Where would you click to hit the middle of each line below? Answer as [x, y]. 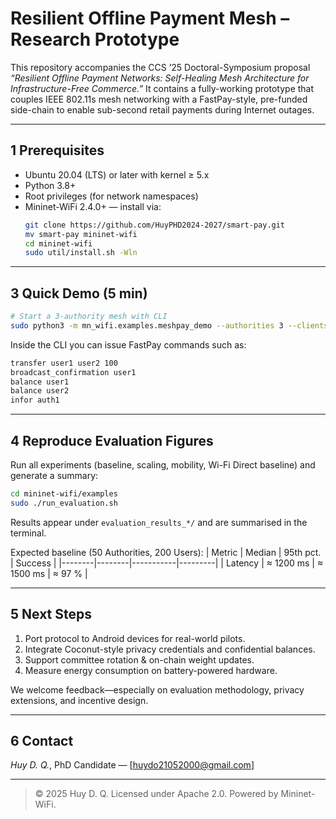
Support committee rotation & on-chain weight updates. [139, 659]
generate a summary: [54, 475]
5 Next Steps [51, 614]
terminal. [28, 533]
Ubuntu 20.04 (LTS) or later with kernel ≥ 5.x [117, 174]
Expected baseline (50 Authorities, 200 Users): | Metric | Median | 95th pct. [166, 552]
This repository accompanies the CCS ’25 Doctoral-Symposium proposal [160, 67]
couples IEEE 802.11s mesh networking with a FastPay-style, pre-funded [159, 99]
